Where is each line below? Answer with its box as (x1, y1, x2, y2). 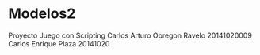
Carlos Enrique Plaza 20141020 (8, 38, 110, 48)
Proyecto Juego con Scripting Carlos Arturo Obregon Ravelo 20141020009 (8, 31, 252, 40)
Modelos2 (8, 5, 76, 23)
